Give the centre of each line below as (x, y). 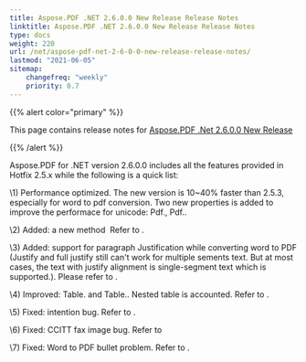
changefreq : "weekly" (67, 78)
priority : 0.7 (53, 86)
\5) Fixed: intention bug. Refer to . (73, 312)
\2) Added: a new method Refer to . (77, 229)
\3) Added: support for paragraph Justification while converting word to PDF (153, 247)
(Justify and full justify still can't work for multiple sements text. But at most (152, 257)
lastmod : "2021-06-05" (53, 60)
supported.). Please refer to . (64, 276)
